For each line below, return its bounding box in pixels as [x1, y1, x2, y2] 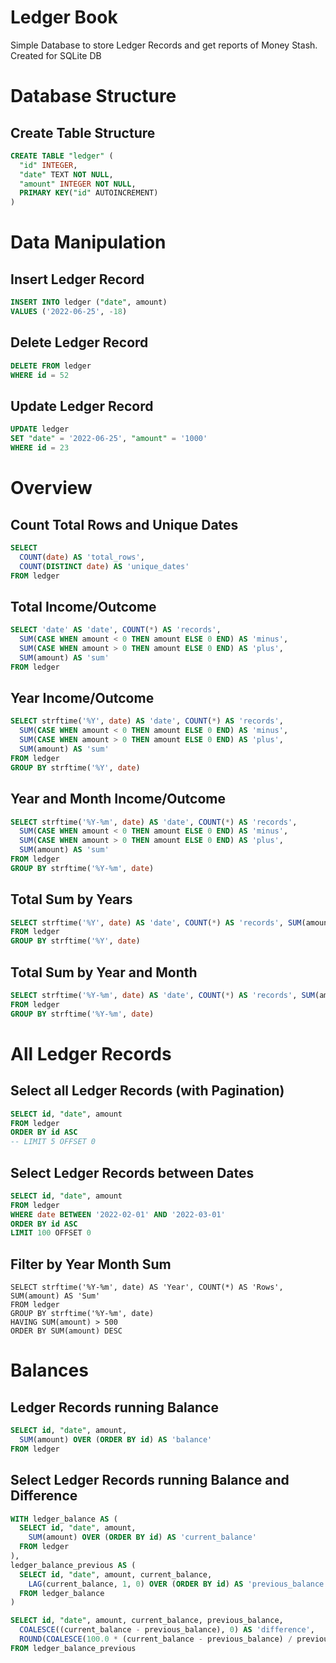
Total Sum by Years [10, 891, 133, 908]
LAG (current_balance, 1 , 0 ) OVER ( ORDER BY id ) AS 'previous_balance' [28, 1579, 329, 1589]
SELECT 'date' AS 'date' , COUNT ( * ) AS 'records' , [10, 625, 222, 635]
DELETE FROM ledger [10, 361, 92, 371]
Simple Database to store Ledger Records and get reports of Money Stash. [10, 39, 318, 51]
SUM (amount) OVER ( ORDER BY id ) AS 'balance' [19, 1435, 213, 1445]
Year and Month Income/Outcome [10, 791, 226, 808]
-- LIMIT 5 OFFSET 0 [10, 1137, 97, 1147]
